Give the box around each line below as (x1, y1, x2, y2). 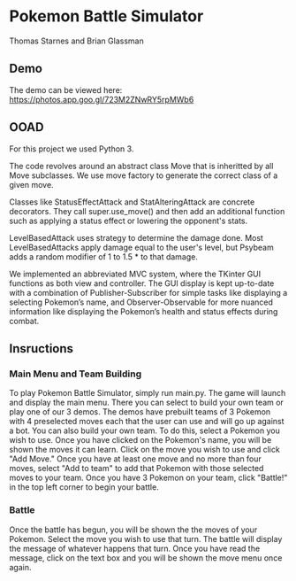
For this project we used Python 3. (9, 143, 134, 154)
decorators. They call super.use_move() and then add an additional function (9, 205, 285, 216)
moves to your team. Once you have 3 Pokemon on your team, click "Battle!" (9, 472, 288, 484)
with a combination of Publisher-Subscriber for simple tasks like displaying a (9, 287, 288, 298)
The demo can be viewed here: (9, 84, 123, 95)
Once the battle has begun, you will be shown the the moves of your (9, 524, 258, 535)
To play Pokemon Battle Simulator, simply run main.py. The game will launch (9, 388, 286, 399)
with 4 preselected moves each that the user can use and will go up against (9, 416, 285, 427)
